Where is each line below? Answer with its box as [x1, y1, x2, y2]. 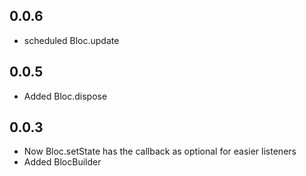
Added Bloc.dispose [23, 90, 108, 102]
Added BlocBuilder [23, 156, 102, 168]
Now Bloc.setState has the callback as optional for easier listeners [23, 145, 297, 158]
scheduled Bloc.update [23, 34, 120, 46]
